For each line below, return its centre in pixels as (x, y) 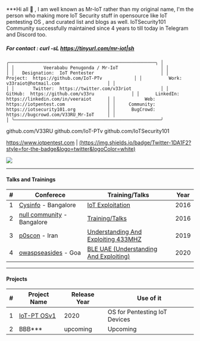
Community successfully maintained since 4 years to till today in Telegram (97, 28)
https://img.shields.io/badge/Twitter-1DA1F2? (136, 142)
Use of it (149, 298)
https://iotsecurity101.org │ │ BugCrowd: (81, 109)
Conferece (50, 195)
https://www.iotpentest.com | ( (44, 142)
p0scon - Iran (38, 235)
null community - (43, 215)
